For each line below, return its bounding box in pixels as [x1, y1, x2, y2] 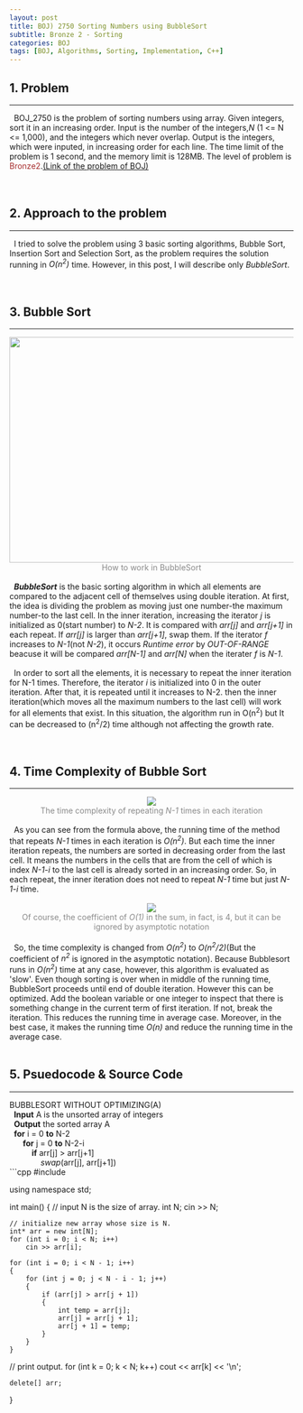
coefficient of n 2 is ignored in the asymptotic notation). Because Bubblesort [9, 951, 290, 964]
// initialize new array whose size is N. [9, 1219, 171, 1228]
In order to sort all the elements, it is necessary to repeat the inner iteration [13, 668, 291, 679]
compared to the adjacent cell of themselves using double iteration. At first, [9, 591, 289, 602]
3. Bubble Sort [9, 304, 92, 319]
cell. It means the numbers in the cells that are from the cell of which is [9, 854, 272, 865]
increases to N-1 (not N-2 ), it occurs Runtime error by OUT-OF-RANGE [9, 639, 270, 650]
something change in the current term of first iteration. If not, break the [9, 1002, 273, 1013]
